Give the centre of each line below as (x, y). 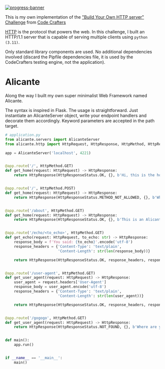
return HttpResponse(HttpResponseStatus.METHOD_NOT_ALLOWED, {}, (82, 197)
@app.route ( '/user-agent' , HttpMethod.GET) (50, 273)
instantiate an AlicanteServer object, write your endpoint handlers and (76, 115)
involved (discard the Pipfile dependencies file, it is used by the (69, 57)
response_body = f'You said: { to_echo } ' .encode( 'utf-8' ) (73, 242)
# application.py (23, 135)
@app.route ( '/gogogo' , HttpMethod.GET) (46, 318)
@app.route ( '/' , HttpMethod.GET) (39, 166)
